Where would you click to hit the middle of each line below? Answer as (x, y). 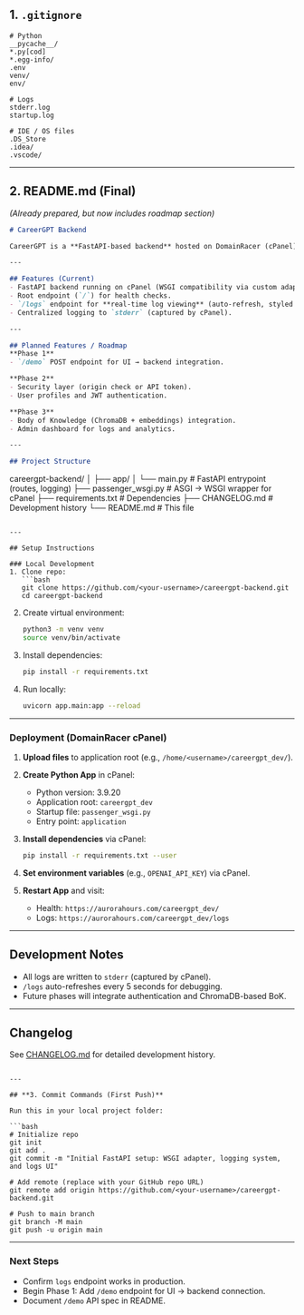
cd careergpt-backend (62, 596)
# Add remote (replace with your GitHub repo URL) (107, 1183)
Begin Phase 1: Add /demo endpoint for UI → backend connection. (144, 1290)
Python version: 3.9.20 (78, 792)
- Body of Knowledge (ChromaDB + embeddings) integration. (123, 420)
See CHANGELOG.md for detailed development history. (112, 1055)
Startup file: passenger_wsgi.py (93, 811)
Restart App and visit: (64, 890)
